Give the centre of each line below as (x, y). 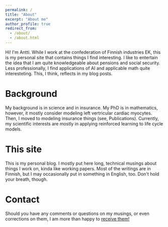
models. (14, 129)
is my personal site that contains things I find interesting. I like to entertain (82, 57)
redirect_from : (21, 29)
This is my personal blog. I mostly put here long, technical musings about (81, 163)
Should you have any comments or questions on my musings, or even (77, 213)
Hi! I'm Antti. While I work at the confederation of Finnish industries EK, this (83, 52)
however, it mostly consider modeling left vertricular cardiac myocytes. (79, 113)
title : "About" (21, 15)
